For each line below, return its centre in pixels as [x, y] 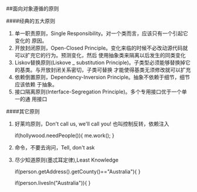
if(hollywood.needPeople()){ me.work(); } [64, 135]
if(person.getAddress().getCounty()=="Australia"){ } [77, 172]
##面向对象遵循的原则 [33, 8]
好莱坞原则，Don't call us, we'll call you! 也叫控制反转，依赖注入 [92, 124]
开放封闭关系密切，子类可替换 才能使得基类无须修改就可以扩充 [116, 70]
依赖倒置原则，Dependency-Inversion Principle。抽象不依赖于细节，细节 [102, 77]
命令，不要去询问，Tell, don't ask [55, 147]
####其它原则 [23, 111]
